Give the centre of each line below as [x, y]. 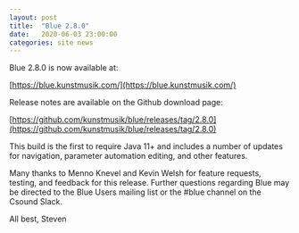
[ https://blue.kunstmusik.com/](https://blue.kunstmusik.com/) [123, 85]
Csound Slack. [36, 202]
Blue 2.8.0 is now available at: [64, 68]
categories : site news [51, 42]
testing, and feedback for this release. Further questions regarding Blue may [149, 183]
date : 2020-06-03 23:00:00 [63, 34]
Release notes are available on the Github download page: [116, 103]
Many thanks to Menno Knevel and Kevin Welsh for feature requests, [135, 173]
